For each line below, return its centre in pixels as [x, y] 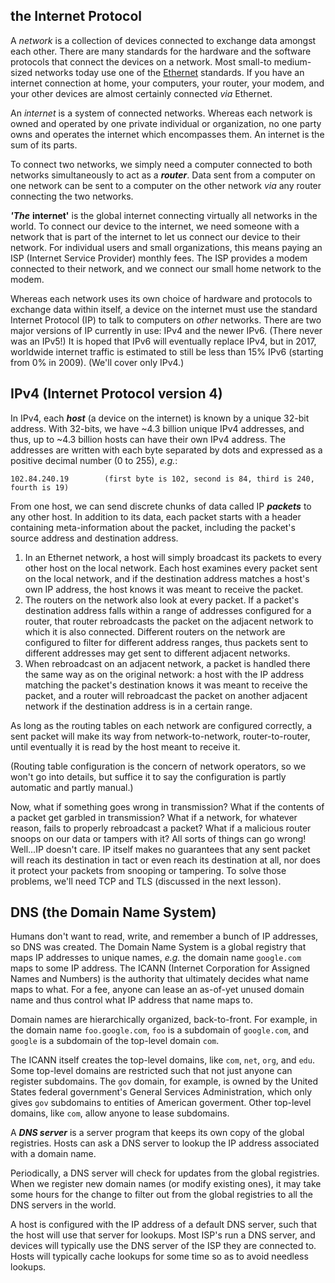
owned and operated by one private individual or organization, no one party [166, 123]
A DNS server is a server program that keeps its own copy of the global [157, 1133]
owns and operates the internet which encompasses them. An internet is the [167, 134]
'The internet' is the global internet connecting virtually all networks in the [164, 215]
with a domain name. [53, 1154]
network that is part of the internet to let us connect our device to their [155, 236]
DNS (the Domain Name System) [113, 912]
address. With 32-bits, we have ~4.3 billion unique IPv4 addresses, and [157, 428]
